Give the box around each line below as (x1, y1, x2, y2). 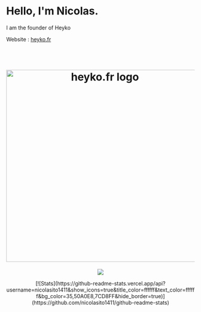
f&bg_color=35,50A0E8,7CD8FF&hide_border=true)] (35, 292, 166, 299)
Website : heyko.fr (6, 35, 51, 43)
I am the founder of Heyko (6, 24, 71, 31)
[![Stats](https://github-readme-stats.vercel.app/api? (35, 280, 166, 287)
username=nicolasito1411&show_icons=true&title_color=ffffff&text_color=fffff (6, 286, 195, 293)
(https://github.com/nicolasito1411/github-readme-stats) (32, 299, 169, 306)
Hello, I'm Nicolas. (6, 4, 99, 18)
